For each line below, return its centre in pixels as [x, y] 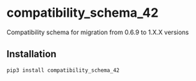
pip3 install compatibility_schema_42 [63, 70]
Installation [31, 54]
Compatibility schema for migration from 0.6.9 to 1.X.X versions [98, 32]
